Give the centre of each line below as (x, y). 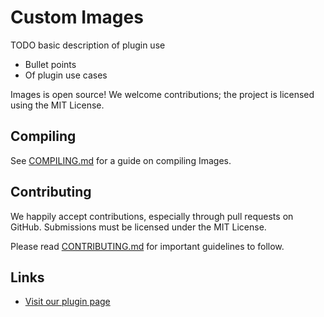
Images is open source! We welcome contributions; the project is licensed (162, 94)
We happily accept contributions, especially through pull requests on (152, 216)
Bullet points (50, 64)
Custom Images (77, 17)
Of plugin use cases (66, 75)
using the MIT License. (57, 105)
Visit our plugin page (67, 302)
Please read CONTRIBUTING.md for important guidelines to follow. (147, 246)
